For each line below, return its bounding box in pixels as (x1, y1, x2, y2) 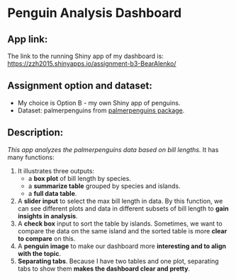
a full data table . (28, 189, 77, 197)
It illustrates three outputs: (17, 166, 94, 175)
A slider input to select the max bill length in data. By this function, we (17, 197, 223, 205)
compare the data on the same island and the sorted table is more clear (17, 226, 227, 235)
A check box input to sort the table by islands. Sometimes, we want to (17, 219, 223, 228)
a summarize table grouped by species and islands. (28, 182, 181, 190)
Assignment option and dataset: (7, 80, 152, 92)
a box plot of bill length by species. (28, 174, 131, 182)
